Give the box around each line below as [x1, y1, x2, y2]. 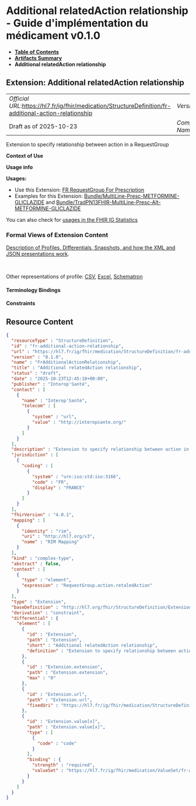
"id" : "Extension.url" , [27, 691, 87, 697]
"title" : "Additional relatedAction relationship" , [11, 365, 142, 371]
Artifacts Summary [14, 54, 62, 61]
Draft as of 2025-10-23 [9, 122, 78, 130]
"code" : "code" [37, 740, 77, 746]
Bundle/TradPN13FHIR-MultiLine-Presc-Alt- [56, 198, 162, 205]
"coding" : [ [21, 463, 54, 469]
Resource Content [6, 317, 73, 327]
